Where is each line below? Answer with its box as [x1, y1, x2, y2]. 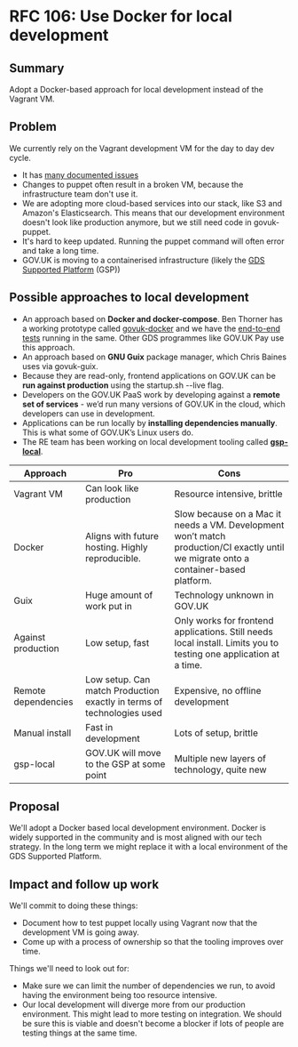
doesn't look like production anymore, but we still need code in [21, 216, 252, 228]
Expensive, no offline [174, 684, 262, 697]
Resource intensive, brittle [174, 487, 283, 500]
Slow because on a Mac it [174, 507, 282, 519]
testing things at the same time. [21, 1027, 137, 1038]
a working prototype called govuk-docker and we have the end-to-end [21, 323, 281, 334]
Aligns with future [85, 529, 160, 542]
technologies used [85, 706, 162, 719]
